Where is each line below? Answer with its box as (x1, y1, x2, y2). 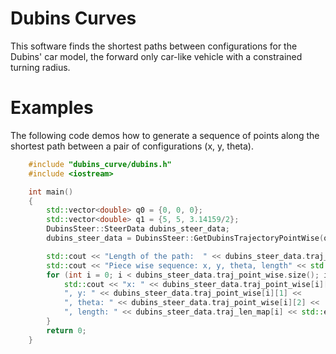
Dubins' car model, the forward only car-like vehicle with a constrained (10, 50, 303, 62)
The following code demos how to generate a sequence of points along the (10, 129, 320, 141)
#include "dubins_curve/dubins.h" (28, 159, 172, 169)
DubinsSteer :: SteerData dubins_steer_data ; (46, 224, 230, 234)
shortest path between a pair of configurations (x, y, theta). (10, 140, 254, 152)
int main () (28, 187, 74, 197)
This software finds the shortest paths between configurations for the (10, 40, 298, 52)
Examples (10, 97, 94, 119)
